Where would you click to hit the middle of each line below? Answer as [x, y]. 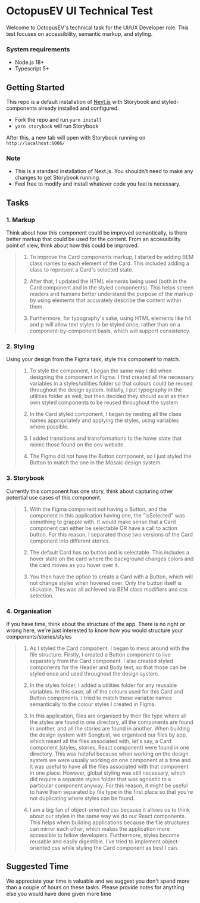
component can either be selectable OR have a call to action [103, 528]
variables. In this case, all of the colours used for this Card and [106, 691]
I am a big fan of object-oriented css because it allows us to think [110, 809]
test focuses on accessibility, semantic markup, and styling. [79, 33]
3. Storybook [25, 478]
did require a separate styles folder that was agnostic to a [100, 779]
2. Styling [20, 346]
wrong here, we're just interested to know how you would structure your [95, 630]
